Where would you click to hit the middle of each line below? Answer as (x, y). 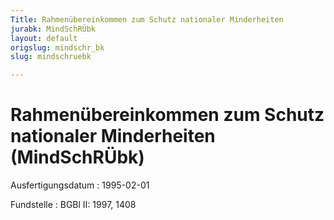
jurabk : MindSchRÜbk (53, 29)
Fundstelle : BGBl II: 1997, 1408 (73, 205)
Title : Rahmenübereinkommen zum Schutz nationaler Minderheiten (147, 19)
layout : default (44, 38)
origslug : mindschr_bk (57, 47)
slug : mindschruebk (51, 57)
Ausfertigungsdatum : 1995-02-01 (80, 185)
